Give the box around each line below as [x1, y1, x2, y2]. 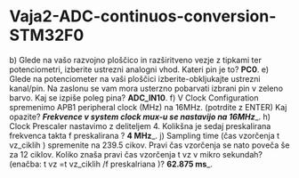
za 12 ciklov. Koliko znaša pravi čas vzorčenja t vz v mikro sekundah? [9, 149, 263, 159]
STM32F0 [9, 25, 85, 45]
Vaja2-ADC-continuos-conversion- [9, 6, 277, 27]
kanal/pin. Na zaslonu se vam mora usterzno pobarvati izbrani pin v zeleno [9, 83, 283, 93]
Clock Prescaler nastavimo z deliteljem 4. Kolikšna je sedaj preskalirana [9, 120, 271, 131]
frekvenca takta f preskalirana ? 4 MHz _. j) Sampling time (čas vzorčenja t [9, 130, 280, 141]
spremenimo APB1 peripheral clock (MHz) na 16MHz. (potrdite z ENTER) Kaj [9, 101, 287, 112]
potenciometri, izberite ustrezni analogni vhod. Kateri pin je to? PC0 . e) [9, 64, 270, 75]
